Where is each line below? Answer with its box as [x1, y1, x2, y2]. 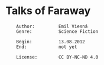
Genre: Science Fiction [16, 28, 99, 35]
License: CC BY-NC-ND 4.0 [16, 54, 99, 60]
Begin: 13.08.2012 [16, 39, 85, 45]
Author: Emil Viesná [16, 23, 88, 29]
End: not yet [16, 44, 77, 50]
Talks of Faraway [5, 4, 91, 18]
